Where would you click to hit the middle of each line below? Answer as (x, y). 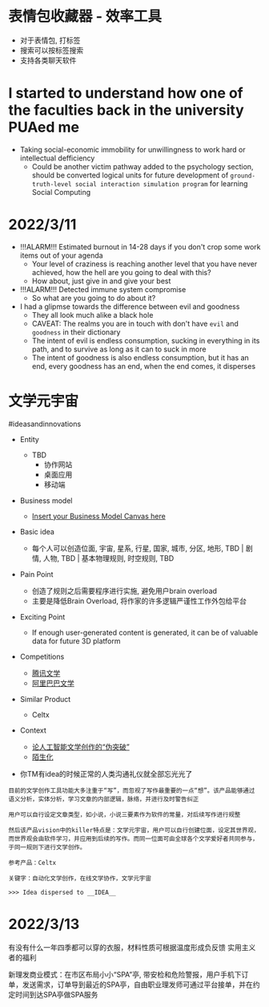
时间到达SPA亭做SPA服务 (56, 994)
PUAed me (44, 127)
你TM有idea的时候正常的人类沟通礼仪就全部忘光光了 (106, 774)
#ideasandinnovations (45, 424)
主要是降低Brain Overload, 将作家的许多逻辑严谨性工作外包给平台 (139, 601)
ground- (243, 176)
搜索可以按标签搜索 (52, 50)
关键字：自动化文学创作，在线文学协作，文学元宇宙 (80, 878)
